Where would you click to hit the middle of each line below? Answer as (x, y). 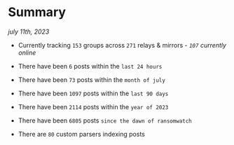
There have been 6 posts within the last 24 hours (90, 66)
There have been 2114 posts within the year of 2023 (93, 106)
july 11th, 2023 (29, 32)
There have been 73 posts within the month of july (91, 80)
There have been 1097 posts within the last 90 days (93, 93)
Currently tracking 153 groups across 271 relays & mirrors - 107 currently (122, 45)
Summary (37, 12)
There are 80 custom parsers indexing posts (82, 134)
